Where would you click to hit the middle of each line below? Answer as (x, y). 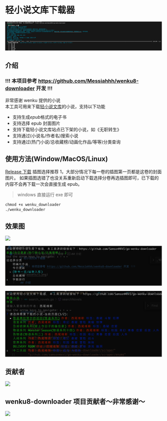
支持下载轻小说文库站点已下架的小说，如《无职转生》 (67, 129)
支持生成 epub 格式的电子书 (40, 117)
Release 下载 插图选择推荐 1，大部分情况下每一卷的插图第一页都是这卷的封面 (83, 172)
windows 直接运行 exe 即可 (45, 195)
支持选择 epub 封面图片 (36, 123)
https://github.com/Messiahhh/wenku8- (88, 81)
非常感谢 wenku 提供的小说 (33, 100)
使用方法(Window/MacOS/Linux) (57, 159)
